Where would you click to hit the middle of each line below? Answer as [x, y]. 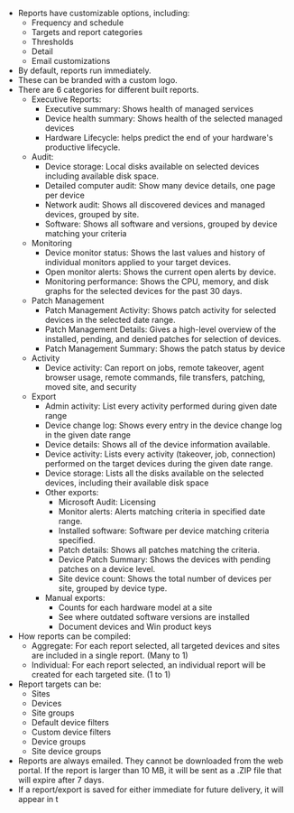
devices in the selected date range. [110, 320]
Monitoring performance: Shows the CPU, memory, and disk [156, 282]
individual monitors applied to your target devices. [138, 262]
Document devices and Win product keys [135, 627]
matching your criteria [86, 233]
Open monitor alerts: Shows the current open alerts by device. [161, 272]
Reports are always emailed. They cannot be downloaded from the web [151, 761]
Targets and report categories [87, 32]
